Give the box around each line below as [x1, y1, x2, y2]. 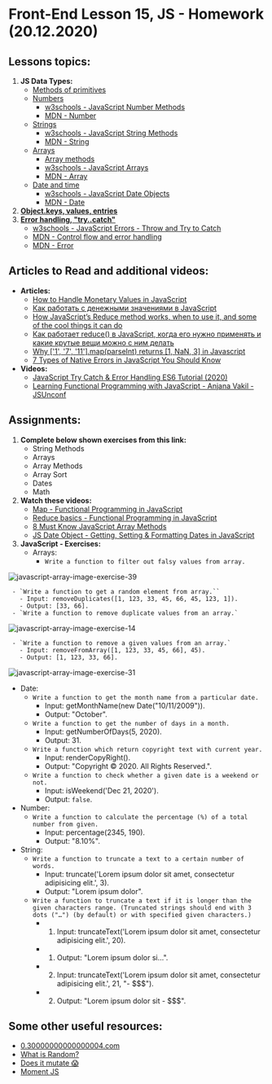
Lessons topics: [8, 55, 91, 68]
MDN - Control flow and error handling [32, 232, 163, 241]
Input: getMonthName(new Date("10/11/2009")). [44, 700, 205, 710]
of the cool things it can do [32, 320, 123, 330]
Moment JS [20, 1067, 59, 1077]
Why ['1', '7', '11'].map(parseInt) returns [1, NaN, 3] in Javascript [32, 346, 246, 356]
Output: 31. [44, 735, 81, 745]
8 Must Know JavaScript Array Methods [32, 521, 167, 531]
